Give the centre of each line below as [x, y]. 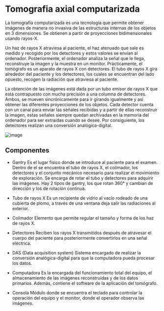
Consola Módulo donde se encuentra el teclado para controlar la [77, 293]
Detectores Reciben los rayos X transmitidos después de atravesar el [82, 233]
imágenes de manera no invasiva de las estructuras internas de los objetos [81, 28]
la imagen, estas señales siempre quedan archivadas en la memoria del [77, 115]
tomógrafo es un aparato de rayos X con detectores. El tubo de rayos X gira [81, 69]
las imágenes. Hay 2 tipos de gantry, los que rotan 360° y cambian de [82, 183]
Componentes [27, 150]
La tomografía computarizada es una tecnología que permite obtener [75, 23]
